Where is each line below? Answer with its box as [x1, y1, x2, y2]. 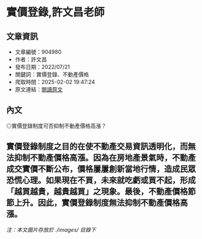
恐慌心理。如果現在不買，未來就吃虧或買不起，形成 [6, 175, 196, 186]
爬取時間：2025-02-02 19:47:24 [14, 79, 95, 85]
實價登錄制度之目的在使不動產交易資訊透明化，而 [6, 142, 188, 152]
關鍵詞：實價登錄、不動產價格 [14, 71, 89, 78]
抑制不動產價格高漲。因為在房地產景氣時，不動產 [14, 153, 196, 163]
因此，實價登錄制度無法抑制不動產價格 [37, 198, 180, 208]
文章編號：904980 [14, 49, 62, 55]
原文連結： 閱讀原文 [14, 86, 63, 93]
